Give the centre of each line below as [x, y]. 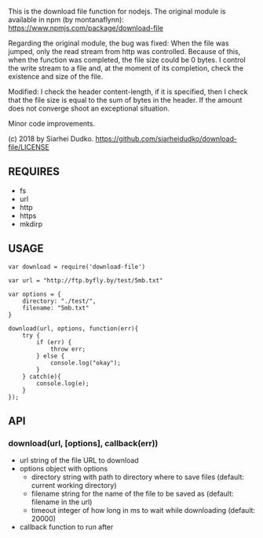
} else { [51, 356]
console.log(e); [63, 384]
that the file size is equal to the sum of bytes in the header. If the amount [125, 100]
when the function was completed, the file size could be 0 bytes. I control [127, 60]
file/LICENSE [29, 147]
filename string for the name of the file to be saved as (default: [132, 494]
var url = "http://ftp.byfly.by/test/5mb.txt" [86, 280]
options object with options [64, 469]
